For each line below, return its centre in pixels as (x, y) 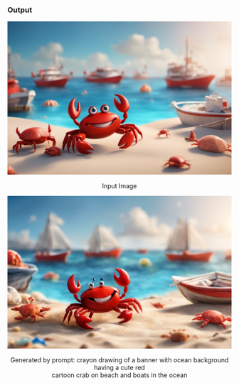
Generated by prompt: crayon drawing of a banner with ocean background (119, 360)
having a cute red (119, 368)
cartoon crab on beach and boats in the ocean (119, 375)
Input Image (119, 185)
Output (20, 10)
